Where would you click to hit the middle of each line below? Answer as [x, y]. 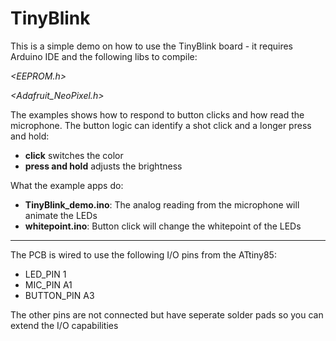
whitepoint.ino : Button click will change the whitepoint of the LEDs [163, 226]
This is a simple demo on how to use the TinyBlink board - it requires [151, 46]
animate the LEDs [61, 215]
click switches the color [74, 155]
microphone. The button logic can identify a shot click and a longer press [161, 125]
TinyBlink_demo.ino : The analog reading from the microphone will [162, 204]
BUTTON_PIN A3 [59, 295]
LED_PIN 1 [45, 274]
